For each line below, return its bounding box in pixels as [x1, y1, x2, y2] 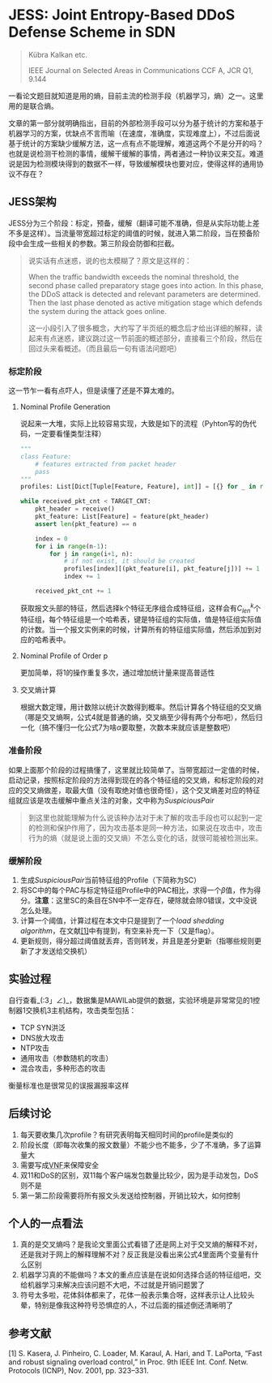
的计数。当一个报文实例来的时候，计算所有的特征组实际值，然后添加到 [19, 625, 255, 635]
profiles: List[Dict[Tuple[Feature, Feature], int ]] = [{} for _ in [19, 483, 257, 491]
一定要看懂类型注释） [34, 429, 106, 439]
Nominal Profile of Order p [19, 651, 108, 661]
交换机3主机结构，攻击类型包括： [25, 1005, 137, 1015]
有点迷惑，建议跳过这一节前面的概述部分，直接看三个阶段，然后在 [42, 333, 263, 343]
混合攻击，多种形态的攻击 [19, 1063, 106, 1073]
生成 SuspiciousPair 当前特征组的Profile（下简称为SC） [19, 875, 201, 885]
